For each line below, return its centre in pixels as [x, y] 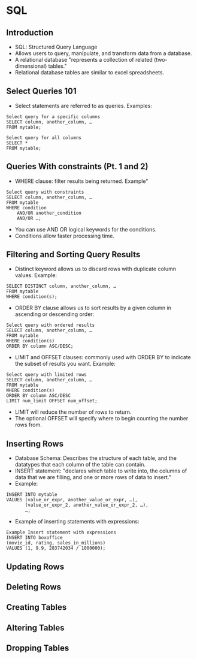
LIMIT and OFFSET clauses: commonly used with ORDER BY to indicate [103, 357]
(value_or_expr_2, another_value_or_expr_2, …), [87, 505]
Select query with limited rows [46, 375]
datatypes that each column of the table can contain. [80, 465]
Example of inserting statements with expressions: [77, 522]
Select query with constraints [45, 192]
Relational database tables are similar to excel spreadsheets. [90, 72]
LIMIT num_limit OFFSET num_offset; [52, 401]
